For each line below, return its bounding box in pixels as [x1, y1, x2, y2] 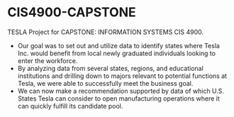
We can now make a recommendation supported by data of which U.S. [17, 87, 225, 95]
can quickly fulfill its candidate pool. [17, 101, 123, 110]
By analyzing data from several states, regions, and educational [17, 64, 204, 72]
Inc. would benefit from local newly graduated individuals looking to [17, 49, 216, 57]
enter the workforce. [17, 56, 78, 65]
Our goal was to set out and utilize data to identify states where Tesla [17, 41, 220, 50]
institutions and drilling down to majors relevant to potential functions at [17, 72, 228, 80]
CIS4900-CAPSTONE [7, 4, 136, 21]
